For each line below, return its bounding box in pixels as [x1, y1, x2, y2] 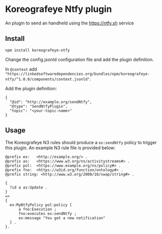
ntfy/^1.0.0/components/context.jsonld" [5, 76, 90, 82]
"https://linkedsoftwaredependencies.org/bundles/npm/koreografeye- [5, 71, 150, 76]
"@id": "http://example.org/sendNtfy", [9, 99, 92, 104]
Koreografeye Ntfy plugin [5, 3, 112, 15]
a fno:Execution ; [18, 207, 57, 212]
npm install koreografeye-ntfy [5, 47, 70, 53]
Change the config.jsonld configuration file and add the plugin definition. [5, 56, 154, 62]
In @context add [5, 66, 37, 72]
